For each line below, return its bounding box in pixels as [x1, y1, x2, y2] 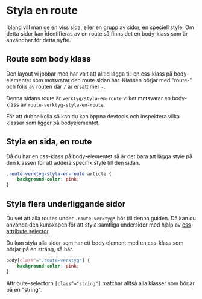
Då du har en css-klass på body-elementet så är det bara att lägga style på [6, 152, 193, 160]
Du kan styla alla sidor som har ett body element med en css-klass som [6, 239, 184, 246]
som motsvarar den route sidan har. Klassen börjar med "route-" [32, 76, 192, 83]
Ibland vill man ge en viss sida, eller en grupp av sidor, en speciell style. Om [6, 24, 194, 31]
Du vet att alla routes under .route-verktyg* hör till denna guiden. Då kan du [6, 215, 196, 222]
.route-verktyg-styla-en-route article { [6, 170, 112, 177]
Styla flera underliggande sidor [6, 199, 126, 209]
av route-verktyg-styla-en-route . [20, 101, 106, 108]
